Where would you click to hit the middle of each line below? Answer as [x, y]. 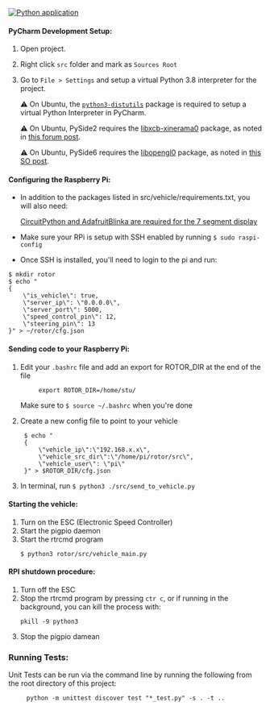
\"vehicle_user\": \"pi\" [82, 463]
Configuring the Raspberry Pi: [60, 179]
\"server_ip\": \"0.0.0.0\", [72, 303]
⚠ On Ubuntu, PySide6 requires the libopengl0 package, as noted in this [141, 152]
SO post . [35, 161]
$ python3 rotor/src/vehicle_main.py [83, 554]
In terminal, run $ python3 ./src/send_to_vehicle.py [108, 486]
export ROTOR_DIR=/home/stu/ [87, 390]
